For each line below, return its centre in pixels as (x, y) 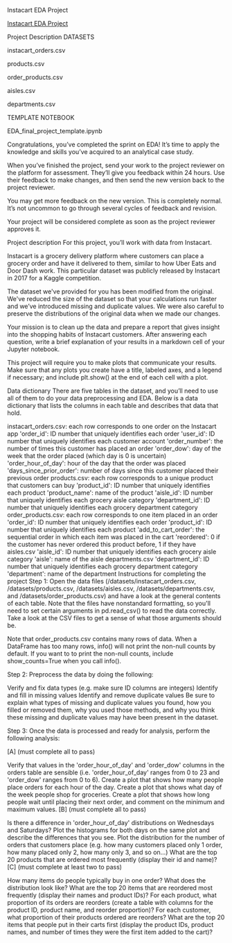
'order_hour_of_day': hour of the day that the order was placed (97, 463)
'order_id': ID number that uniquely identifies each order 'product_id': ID (110, 522)
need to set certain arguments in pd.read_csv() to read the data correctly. (112, 611)
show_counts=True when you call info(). (64, 661)
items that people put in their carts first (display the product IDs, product (110, 925)
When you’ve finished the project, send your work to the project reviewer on (116, 165)
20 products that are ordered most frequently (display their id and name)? (112, 859)
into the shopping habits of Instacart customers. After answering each (107, 334)
